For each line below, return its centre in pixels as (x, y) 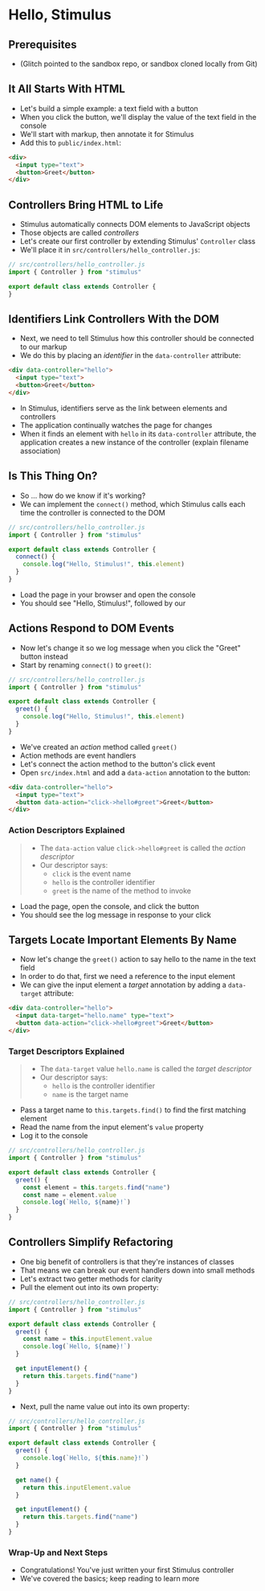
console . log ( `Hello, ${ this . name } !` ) (86, 1458)
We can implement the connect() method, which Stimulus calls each (133, 504)
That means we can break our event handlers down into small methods (137, 1270)
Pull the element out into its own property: (89, 1287)
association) (40, 450)
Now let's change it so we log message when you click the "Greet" (130, 647)
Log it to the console (54, 1136)
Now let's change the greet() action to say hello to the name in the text (138, 960)
